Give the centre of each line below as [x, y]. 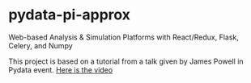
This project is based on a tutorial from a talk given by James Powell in [126, 61]
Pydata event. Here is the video [61, 69]
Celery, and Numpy [40, 45]
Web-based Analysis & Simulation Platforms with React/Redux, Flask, [123, 37]
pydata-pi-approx [70, 15]
